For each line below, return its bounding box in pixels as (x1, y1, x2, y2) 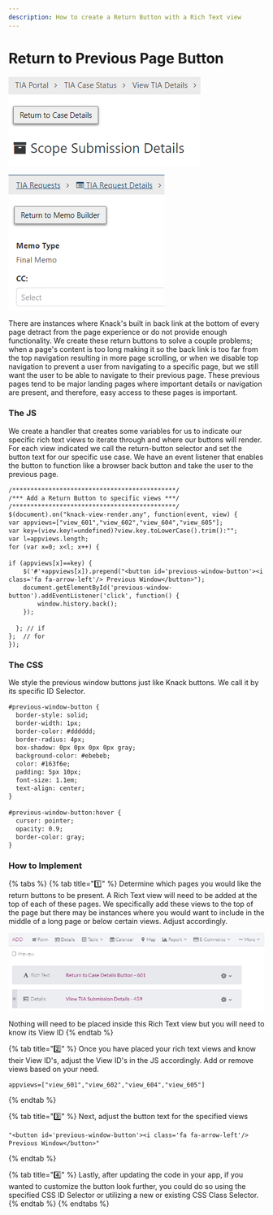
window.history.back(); (37, 600, 118, 608)
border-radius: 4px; (15, 736, 85, 744)
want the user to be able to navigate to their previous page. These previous (8, 370, 260, 380)
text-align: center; (15, 784, 85, 792)
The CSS (8, 659, 44, 670)
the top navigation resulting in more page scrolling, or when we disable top (8, 353, 258, 362)
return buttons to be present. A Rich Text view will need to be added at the (8, 891, 258, 900)
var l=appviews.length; (8, 535, 89, 543)
